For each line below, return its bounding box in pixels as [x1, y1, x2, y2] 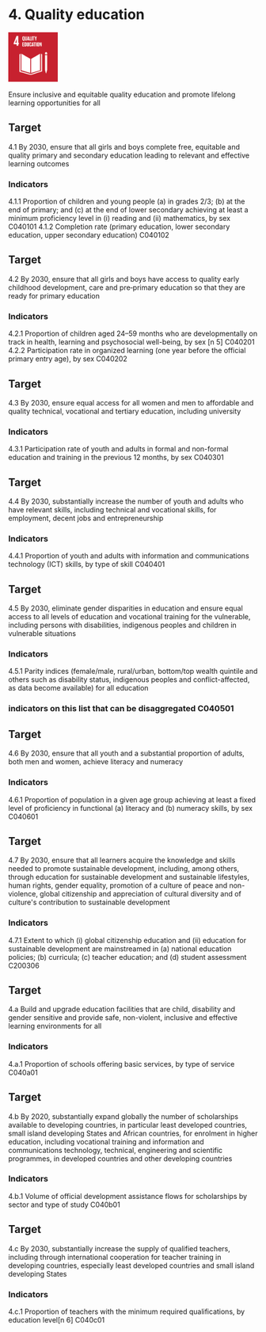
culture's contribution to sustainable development [8, 897, 170, 908]
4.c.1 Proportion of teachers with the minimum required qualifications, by [8, 1307, 245, 1316]
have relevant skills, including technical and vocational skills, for [8, 505, 217, 515]
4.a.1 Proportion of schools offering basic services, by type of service [8, 1059, 235, 1068]
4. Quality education [8, 6, 145, 24]
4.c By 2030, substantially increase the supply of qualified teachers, [8, 1243, 231, 1253]
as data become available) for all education [8, 683, 149, 693]
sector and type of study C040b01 [8, 1200, 120, 1209]
